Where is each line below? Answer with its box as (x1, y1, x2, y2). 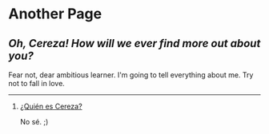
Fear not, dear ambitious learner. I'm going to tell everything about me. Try (8, 70, 254, 80)
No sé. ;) (19, 117, 49, 126)
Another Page (8, 5, 102, 23)
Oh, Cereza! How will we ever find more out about (8, 37, 261, 50)
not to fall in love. (8, 79, 66, 88)
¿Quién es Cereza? (19, 101, 82, 111)
